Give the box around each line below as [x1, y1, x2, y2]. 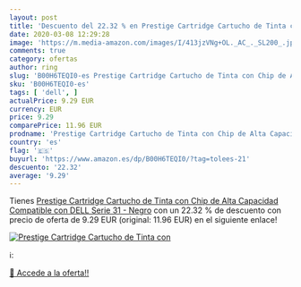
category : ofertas [9, 55, 78, 63]
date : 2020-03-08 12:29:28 [9, 30, 110, 38]
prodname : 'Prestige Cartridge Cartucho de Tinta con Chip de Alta [9, 130, 267, 139]
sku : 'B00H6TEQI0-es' [9, 80, 90, 89]
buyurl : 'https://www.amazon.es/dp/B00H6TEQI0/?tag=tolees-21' [9, 154, 251, 164]
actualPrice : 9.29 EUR [9, 96, 94, 106]
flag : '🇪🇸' [9, 146, 54, 155]
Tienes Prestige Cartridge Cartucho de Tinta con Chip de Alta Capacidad [9, 196, 279, 207]
